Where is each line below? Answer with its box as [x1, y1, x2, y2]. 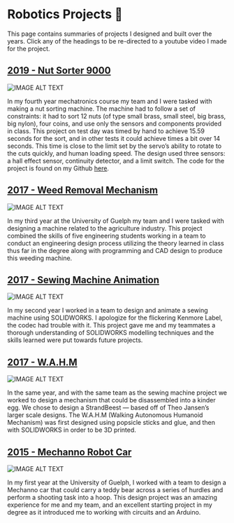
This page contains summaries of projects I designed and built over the [7, 29, 212, 38]
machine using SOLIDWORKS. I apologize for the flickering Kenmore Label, [7, 313, 223, 322]
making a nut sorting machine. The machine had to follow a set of [7, 104, 196, 113]
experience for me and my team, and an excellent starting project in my [7, 501, 213, 509]
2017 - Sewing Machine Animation [7, 273, 159, 286]
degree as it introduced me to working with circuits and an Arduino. [7, 508, 201, 516]
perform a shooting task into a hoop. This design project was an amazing [7, 494, 218, 501]
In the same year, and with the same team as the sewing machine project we [7, 388, 228, 397]
